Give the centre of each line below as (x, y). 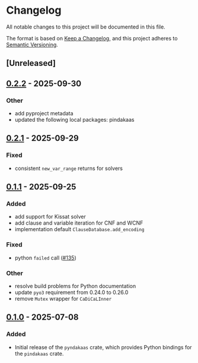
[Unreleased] (31, 63)
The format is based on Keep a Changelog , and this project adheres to (92, 38)
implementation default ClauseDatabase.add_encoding (79, 229)
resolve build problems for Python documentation (75, 286)
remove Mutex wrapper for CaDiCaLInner (63, 298)
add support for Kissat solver (50, 217)
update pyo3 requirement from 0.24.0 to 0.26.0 (71, 292)
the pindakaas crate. (39, 353)
